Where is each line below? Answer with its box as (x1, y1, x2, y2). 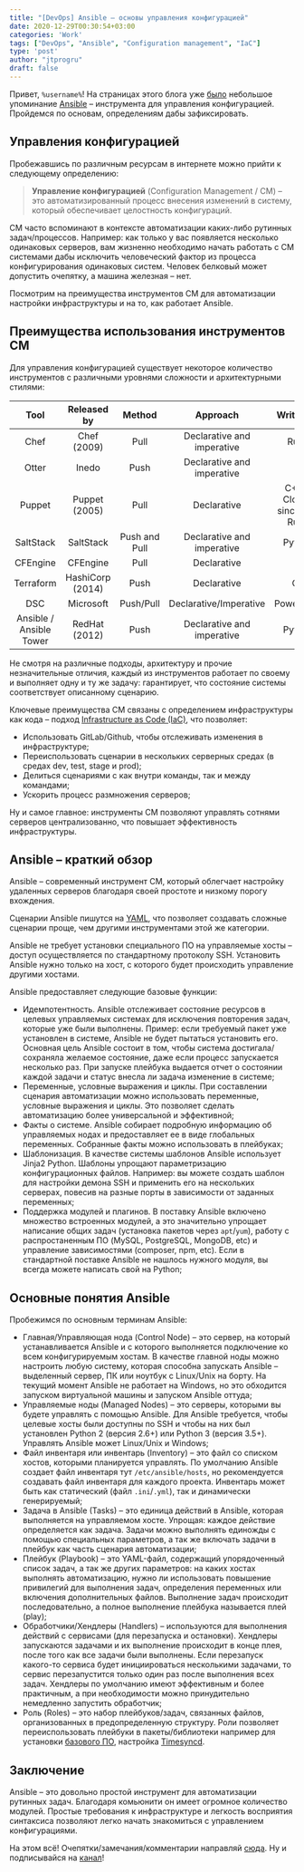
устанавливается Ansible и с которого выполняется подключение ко (22, 1342, 289, 1353)
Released (67, 402, 109, 415)
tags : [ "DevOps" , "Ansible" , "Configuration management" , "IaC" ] (9, 38, 261, 48)
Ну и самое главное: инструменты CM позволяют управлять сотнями (9, 806, 280, 817)
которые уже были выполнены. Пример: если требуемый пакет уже (22, 1023, 287, 1034)
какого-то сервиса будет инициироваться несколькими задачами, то (22, 1659, 292, 1670)
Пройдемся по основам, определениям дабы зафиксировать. (9, 108, 249, 119)
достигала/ (232, 1043, 275, 1054)
